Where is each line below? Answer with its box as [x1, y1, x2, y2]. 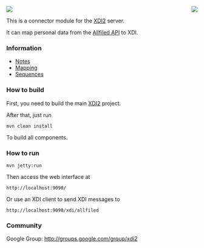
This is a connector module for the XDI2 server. [6, 17, 125, 24]
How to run [6, 149, 39, 157]
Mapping [15, 64, 38, 72]
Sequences [15, 70, 44, 78]
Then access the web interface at [6, 173, 90, 180]
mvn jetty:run [6, 163, 42, 169]
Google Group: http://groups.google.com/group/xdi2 [6, 235, 138, 243]
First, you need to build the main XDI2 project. [6, 99, 121, 107]
